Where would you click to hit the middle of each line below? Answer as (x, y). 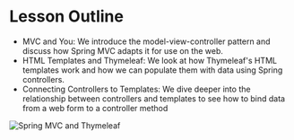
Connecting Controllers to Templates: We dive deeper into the (136, 89)
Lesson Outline (66, 17)
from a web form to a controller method (95, 108)
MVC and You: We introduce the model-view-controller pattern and (146, 41)
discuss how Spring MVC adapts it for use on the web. (123, 50)
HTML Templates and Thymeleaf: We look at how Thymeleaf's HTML (150, 60)
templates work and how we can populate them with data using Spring (152, 70)
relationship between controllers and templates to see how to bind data (153, 98)
